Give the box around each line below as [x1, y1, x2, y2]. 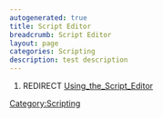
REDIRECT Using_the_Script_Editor [22, 81, 153, 91]
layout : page [9, 38, 59, 48]
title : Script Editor [9, 22, 92, 31]
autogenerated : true [9, 13, 88, 23]
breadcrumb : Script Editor [9, 30, 112, 39]
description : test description [9, 55, 128, 64]
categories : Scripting [9, 47, 96, 56]
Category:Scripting [9, 98, 81, 109]
